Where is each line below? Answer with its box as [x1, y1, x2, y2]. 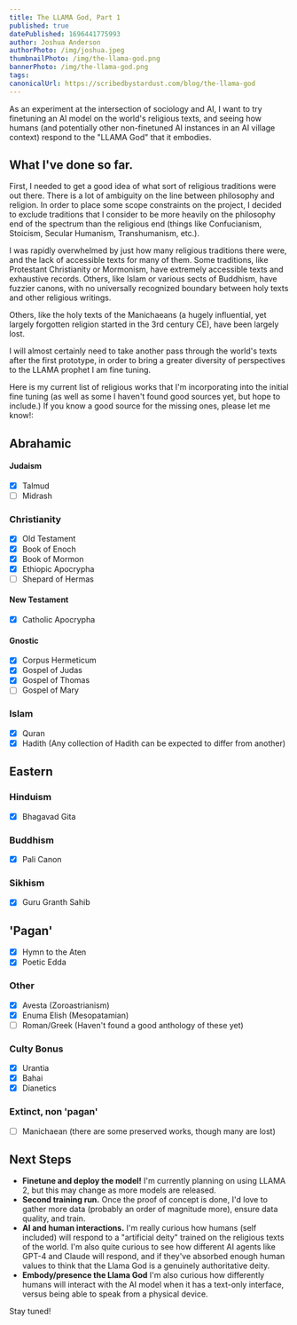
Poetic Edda [21, 956, 66, 968]
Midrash [21, 490, 53, 502]
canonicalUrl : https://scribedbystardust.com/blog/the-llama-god [9, 79, 255, 88]
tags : [9, 71, 29, 80]
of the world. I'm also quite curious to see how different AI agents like [21, 1242, 277, 1252]
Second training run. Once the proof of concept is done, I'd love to [21, 1194, 269, 1205]
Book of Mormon [21, 553, 84, 564]
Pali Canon [21, 853, 62, 864]
